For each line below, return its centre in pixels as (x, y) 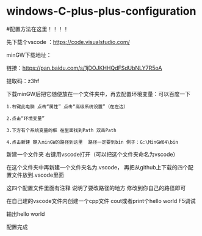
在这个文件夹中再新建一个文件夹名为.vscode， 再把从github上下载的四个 (97, 167)
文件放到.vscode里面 (38, 175)
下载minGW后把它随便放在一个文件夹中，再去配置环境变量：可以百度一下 (99, 94)
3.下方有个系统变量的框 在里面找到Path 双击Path (62, 130)
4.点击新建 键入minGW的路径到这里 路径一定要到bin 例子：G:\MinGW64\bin (92, 142)
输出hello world (26, 214)
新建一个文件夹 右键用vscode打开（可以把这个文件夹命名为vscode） (92, 154)
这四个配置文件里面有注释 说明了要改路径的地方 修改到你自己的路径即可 (96, 188)
